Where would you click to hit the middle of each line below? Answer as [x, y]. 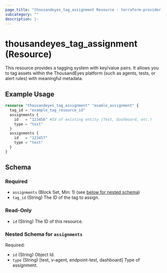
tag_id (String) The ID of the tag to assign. [56, 197]
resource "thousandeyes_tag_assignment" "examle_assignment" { [72, 106]
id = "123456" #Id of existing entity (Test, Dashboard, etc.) [83, 119]
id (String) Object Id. [34, 255]
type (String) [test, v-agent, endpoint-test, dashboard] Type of [76, 260]
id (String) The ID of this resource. [48, 221]
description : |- [22, 19]
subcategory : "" [22, 14]
